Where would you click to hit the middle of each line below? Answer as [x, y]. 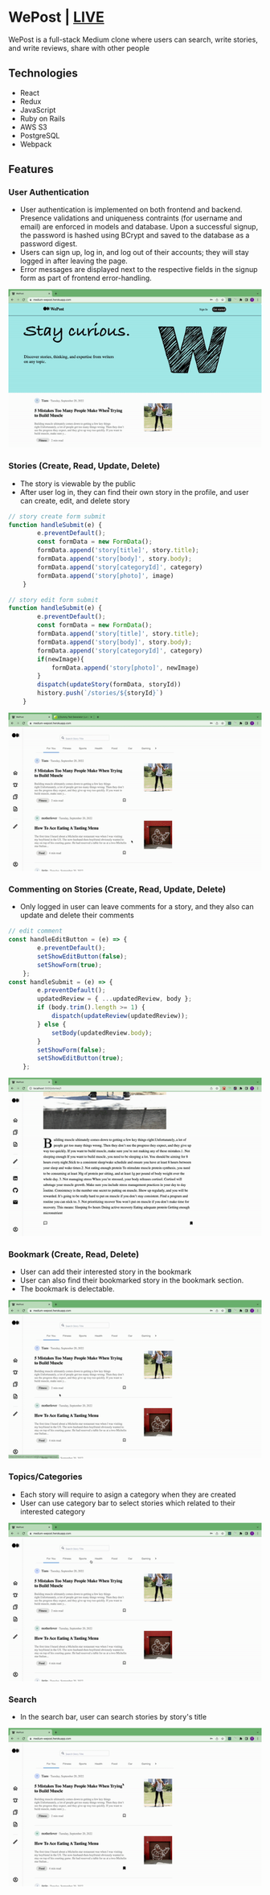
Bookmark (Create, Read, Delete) [74, 1254]
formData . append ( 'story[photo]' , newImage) [125, 668]
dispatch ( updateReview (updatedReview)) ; [120, 1016]
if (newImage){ [61, 659]
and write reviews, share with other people [79, 47]
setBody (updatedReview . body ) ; [102, 1033]
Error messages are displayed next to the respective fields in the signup [139, 270]
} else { [52, 1024]
